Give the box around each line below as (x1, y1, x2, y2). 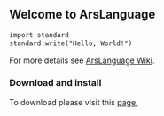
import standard (9, 30, 69, 39)
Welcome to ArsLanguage (9, 7, 156, 22)
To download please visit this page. (9, 97, 139, 107)
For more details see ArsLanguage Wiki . (9, 55, 155, 66)
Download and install (9, 77, 102, 89)
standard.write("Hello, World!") (9, 39, 133, 48)
